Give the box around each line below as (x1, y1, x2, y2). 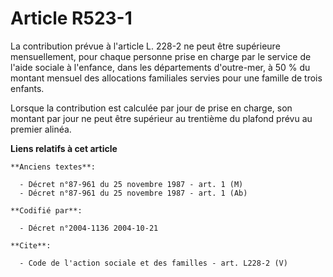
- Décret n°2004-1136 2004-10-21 (19, 223, 159, 233)
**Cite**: (10, 240, 52, 251)
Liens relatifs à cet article (10, 142, 118, 154)
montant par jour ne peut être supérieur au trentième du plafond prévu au (10, 112, 313, 124)
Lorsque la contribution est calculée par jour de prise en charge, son (10, 102, 293, 114)
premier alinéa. (10, 123, 72, 135)
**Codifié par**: (10, 205, 83, 216)
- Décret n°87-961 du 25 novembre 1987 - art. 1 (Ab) (19, 188, 248, 198)
